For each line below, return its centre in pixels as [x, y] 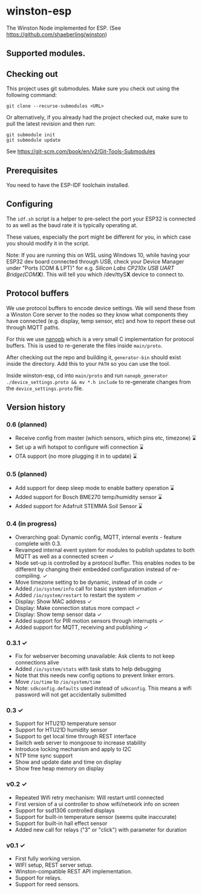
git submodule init [31, 135]
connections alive [37, 663]
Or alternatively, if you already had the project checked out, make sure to [97, 118]
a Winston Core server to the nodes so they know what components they [97, 314]
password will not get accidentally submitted [71, 695]
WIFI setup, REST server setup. [54, 865]
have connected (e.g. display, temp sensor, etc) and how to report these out [101, 321]
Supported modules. [46, 54]
